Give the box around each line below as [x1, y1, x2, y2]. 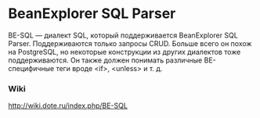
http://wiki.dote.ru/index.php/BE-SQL [8, 101, 128, 110]
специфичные [8, 63, 55, 73]
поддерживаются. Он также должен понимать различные [8, 55, 203, 65]
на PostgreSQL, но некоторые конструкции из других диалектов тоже [8, 47, 241, 56]
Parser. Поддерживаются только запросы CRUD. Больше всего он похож [8, 38, 252, 48]
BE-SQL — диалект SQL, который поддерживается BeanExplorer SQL [8, 30, 239, 40]
